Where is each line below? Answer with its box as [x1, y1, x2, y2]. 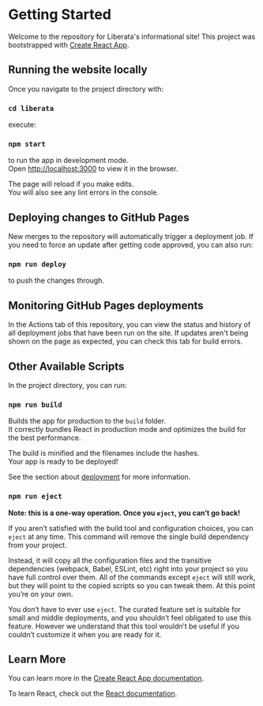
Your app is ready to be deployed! [8, 457, 118, 466]
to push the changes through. [8, 275, 105, 286]
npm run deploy [8, 260, 67, 269]
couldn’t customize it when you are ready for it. [8, 629, 162, 639]
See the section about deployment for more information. [8, 473, 191, 482]
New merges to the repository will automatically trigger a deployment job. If [8, 232, 254, 241]
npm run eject [8, 492, 62, 501]
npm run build [8, 400, 62, 409]
